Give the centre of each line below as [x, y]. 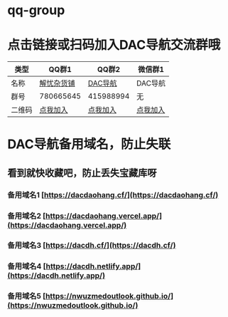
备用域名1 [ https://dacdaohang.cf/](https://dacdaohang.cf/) [113, 194]
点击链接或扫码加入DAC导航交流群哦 [114, 45]
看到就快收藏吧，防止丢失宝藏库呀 [82, 173]
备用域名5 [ [27, 296]
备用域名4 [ [27, 266]
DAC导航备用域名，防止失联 [89, 144]
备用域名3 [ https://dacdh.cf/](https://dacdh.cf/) [92, 246]
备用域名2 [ [27, 216]
